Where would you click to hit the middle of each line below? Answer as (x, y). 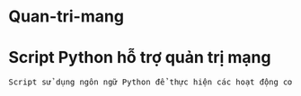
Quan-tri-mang (66, 17)
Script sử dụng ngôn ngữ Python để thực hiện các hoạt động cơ (150, 82)
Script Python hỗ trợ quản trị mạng (140, 58)
